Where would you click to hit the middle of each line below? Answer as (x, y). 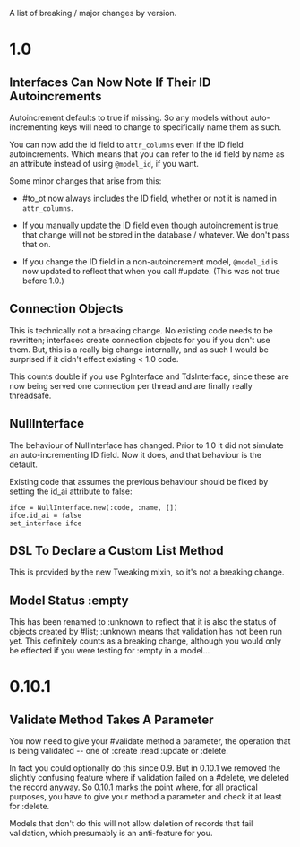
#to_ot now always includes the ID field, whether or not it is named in (150, 198)
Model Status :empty (69, 600)
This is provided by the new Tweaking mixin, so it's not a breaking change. (147, 572)
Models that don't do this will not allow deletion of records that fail (131, 824)
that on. (36, 244)
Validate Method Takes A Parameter (111, 719)
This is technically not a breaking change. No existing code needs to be (141, 330)
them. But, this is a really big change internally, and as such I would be (139, 350)
